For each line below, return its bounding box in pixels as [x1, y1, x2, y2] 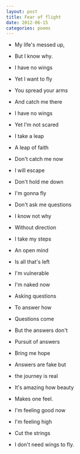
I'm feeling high [14, 418, 53, 425]
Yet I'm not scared [14, 121, 59, 129]
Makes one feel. [14, 396, 54, 403]
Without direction [14, 224, 57, 231]
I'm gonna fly [14, 190, 47, 197]
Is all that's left [14, 258, 50, 265]
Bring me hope [14, 350, 51, 357]
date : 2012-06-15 [6, 19, 48, 25]
